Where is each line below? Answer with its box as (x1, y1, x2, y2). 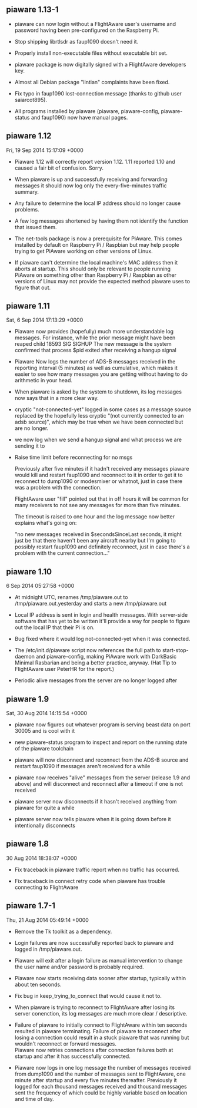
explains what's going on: (14, 520, 77, 527)
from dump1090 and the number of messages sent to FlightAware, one (14, 1070, 186, 1077)
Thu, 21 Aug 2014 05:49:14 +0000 (6, 916, 89, 924)
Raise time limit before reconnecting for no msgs (14, 454, 133, 461)
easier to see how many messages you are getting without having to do (14, 371, 188, 378)
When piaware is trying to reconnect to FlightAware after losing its (14, 1004, 175, 1011)
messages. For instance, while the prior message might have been (14, 334, 176, 341)
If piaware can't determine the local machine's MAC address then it (14, 259, 178, 266)
